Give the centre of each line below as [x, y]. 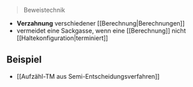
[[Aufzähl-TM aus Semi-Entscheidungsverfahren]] [88, 76]
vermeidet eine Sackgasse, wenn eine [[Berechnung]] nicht [101, 31]
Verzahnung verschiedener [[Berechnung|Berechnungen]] [100, 23]
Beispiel [24, 60]
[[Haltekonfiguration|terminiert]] [62, 38]
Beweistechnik [44, 10]
